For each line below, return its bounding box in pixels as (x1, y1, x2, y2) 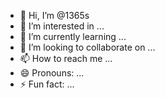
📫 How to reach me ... (19, 53, 113, 64)
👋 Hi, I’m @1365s (19, 10, 90, 21)
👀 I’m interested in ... (19, 20, 105, 32)
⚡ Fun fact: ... (19, 78, 75, 90)
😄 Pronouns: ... (19, 67, 85, 79)
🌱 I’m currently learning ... (19, 31, 127, 42)
